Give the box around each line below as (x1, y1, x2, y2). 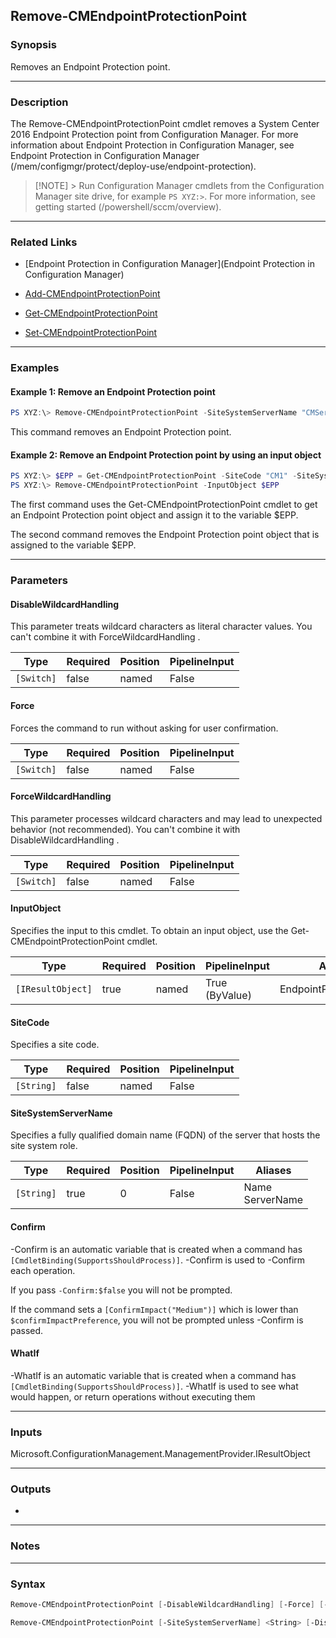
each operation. (10, 1264, 76, 1276)
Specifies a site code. (10, 1039, 100, 1051)
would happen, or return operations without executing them (10, 1390, 256, 1403)
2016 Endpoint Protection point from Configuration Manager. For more (10, 128, 299, 140)
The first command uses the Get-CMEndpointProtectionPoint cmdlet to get (10, 499, 318, 511)
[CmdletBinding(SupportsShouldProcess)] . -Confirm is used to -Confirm (10, 1254, 306, 1266)
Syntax (10, 1577, 46, 1591)
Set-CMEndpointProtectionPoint (24, 327, 158, 339)
